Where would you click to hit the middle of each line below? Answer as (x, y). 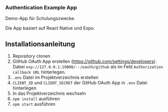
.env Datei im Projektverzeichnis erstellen (56, 77)
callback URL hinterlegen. (39, 72)
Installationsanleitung (40, 44)
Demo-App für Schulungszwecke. (40, 19)
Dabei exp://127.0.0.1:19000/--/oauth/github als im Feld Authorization (88, 67)
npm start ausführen (34, 104)
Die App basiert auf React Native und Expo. (50, 28)
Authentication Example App (41, 8)
